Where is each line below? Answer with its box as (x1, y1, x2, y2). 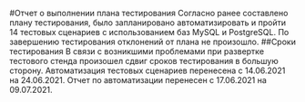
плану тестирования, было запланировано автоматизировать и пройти (9, 17, 287, 28)
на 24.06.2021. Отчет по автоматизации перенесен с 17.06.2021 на (9, 75, 267, 85)
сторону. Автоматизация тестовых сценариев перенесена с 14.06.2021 (9, 65, 286, 76)
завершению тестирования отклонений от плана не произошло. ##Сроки (9, 36, 296, 47)
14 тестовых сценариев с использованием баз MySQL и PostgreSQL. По (9, 27, 290, 37)
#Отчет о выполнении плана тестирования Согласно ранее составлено (9, 8, 289, 18)
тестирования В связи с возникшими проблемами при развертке (9, 46, 265, 57)
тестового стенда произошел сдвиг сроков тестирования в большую (9, 56, 280, 66)
